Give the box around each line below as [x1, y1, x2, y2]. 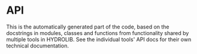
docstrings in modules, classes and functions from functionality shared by [6, 29, 189, 36]
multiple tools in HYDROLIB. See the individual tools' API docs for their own [6, 36, 192, 43]
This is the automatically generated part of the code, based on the [6, 23, 169, 30]
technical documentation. [6, 42, 69, 49]
